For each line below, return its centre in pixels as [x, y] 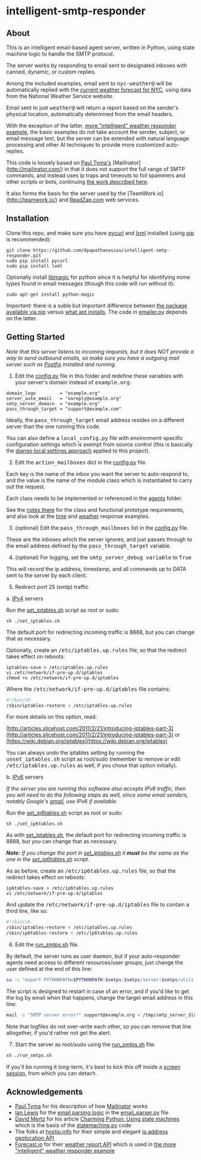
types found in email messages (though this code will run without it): [91, 283]
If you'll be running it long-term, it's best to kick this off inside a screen [93, 1067]
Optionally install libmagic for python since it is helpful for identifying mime [98, 277]
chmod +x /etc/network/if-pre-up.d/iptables [63, 678]
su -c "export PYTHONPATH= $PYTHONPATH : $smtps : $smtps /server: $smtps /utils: [101, 980]
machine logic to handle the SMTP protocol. [60, 54]
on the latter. [22, 318]
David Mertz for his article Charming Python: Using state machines [97, 1119]
